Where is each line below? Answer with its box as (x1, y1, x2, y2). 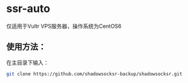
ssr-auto (6, 2, 50, 16)
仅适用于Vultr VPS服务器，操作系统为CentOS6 (6, 22, 122, 29)
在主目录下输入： (6, 59, 49, 66)
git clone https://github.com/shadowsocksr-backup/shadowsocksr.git (6, 71, 183, 77)
